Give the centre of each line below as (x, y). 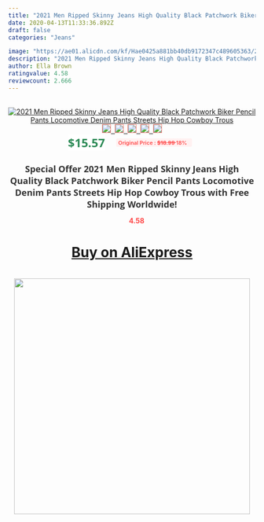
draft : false (29, 30)
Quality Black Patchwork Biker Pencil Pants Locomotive (132, 180)
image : (19, 52)
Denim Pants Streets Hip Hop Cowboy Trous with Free (132, 192)
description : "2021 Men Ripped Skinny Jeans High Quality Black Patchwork (133, 59)
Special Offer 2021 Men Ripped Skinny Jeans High (132, 169)
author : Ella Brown (40, 66)
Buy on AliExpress (132, 253)
